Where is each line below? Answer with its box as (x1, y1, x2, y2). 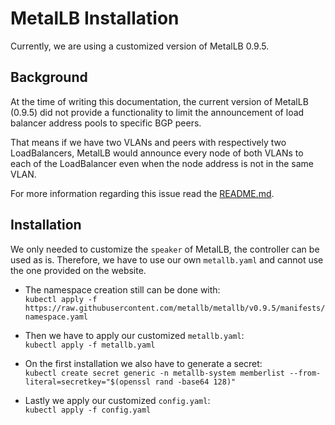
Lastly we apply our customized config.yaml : (24, 394, 211, 406)
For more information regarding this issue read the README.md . (10, 187, 275, 199)
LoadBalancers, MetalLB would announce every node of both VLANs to (10, 147, 304, 159)
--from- (289, 368, 322, 378)
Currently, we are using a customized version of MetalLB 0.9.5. (10, 40, 270, 52)
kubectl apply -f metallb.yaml (24, 340, 156, 350)
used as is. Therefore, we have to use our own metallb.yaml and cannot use (10, 253, 324, 266)
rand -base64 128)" (154, 377, 237, 387)
